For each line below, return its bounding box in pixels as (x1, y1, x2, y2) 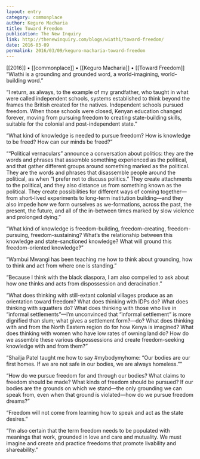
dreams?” (6, 397, 30, 405)
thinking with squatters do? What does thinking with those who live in (6, 304, 177, 311)
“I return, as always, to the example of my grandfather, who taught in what (6, 88, 189, 96)
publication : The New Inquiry (6, 31, 82, 37)
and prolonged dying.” (6, 213, 61, 220)
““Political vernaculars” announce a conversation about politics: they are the (6, 150, 194, 157)
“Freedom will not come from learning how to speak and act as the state (6, 409, 184, 416)
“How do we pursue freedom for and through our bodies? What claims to (6, 372, 186, 379)
